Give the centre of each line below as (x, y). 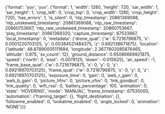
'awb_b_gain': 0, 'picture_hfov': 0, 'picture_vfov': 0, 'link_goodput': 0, (75, 80)
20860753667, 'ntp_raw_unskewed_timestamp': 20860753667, (69, 28)
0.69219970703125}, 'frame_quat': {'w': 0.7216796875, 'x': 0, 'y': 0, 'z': (77, 70)
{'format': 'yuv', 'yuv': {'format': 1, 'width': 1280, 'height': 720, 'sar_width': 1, (82, 7)
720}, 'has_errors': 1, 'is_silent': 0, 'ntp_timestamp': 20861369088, (72, 18)
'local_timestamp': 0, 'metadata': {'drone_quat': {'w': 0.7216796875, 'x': (78, 38)
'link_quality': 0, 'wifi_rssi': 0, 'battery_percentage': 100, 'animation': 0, (77, 86)
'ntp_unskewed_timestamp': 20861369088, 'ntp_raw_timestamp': (71, 23)
